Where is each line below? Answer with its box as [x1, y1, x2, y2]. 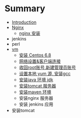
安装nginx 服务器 [19, 95, 54, 101]
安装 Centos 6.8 [19, 52, 51, 58]
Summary [4, 3, 45, 14]
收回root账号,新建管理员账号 [19, 64, 77, 70]
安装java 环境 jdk [19, 77, 54, 83]
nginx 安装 [19, 30, 40, 36]
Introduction [11, 19, 37, 25]
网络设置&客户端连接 [19, 58, 61, 64]
